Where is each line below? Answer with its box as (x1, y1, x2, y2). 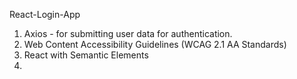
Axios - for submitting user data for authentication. (23, 28, 233, 39)
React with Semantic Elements (23, 49, 149, 61)
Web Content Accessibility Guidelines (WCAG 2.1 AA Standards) (23, 39, 287, 50)
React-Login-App (9, 9, 81, 20)
